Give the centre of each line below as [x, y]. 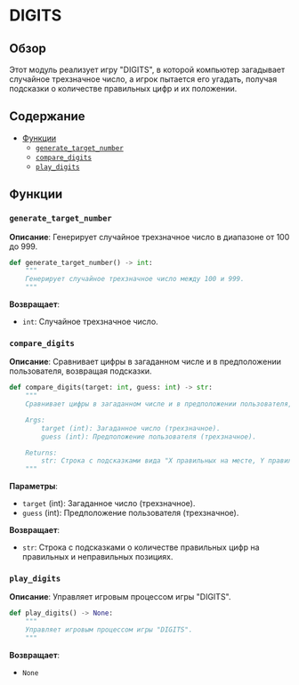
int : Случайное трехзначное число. [90, 322]
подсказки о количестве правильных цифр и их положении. [123, 89]
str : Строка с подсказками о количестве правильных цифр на [141, 547]
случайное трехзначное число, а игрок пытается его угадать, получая [143, 79]
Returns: [41, 453]
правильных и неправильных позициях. [97, 557]
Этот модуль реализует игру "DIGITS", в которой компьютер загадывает [147, 69]
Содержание [48, 117]
